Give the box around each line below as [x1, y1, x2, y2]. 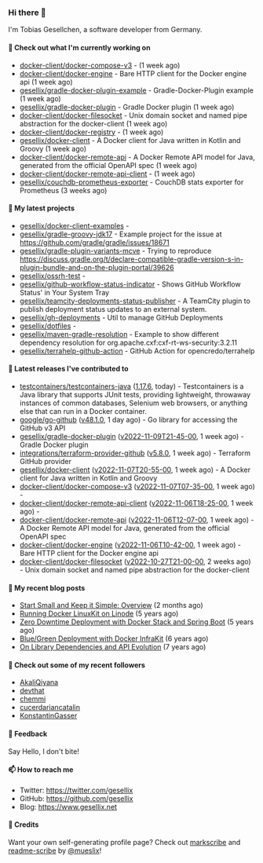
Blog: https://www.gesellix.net [19, 802, 118, 811]
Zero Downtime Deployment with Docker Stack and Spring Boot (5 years [19, 617, 254, 627]
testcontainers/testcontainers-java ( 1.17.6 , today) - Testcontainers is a [19, 381, 244, 391]
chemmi [19, 694, 46, 704]
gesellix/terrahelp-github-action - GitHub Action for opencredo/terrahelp [19, 346, 255, 356]
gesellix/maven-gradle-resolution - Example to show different [19, 329, 220, 338]
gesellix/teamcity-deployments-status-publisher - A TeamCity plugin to [19, 296, 251, 305]
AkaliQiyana [19, 678, 59, 687]
